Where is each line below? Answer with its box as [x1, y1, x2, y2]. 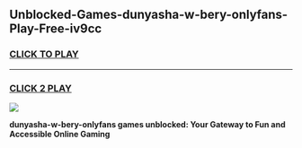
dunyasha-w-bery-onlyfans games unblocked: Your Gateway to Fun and [9, 118, 286, 129]
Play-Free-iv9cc [9, 22, 102, 37]
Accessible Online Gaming [9, 128, 111, 139]
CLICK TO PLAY [9, 48, 79, 61]
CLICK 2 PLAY [9, 82, 72, 94]
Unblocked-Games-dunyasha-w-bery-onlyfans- [9, 7, 289, 22]
